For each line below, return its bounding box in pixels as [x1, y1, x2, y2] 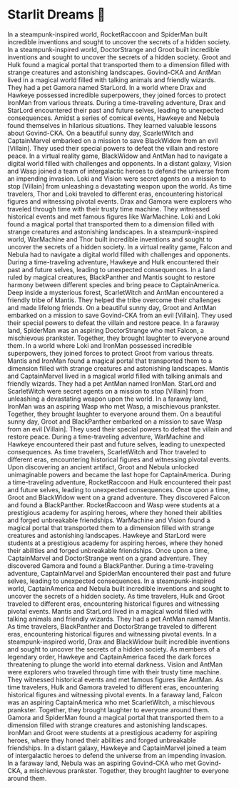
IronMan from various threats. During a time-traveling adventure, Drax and [7, 98, 226, 106]
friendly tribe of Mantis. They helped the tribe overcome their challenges [7, 296, 221, 304]
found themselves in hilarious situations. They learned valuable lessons [7, 121, 218, 129]
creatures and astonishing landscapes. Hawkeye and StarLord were [7, 531, 207, 539]
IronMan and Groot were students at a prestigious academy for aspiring [7, 728, 218, 737]
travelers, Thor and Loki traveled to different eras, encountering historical [7, 189, 223, 198]
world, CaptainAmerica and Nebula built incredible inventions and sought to [7, 584, 230, 592]
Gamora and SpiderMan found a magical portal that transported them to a [7, 713, 224, 722]
